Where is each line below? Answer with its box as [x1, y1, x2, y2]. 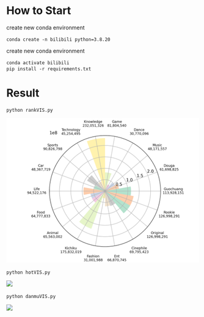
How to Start [6, 4, 71, 18]
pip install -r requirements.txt [6, 65, 92, 72]
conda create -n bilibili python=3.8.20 [6, 36, 111, 43]
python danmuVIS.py [6, 293, 56, 299]
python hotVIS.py [6, 269, 51, 275]
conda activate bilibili [6, 59, 70, 66]
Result [6, 86, 40, 100]
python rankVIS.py [6, 107, 53, 113]
